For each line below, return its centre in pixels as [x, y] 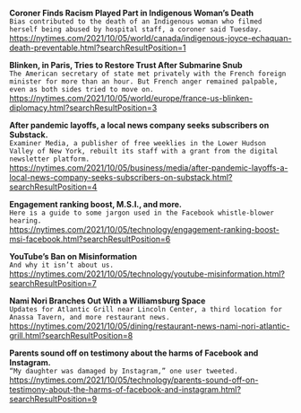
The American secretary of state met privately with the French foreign [148, 74]
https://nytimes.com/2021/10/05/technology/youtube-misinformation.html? [147, 274]
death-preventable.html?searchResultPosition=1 [98, 48]
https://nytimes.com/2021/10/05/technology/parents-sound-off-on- [134, 380]
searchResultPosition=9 [53, 399]
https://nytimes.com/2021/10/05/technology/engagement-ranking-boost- [144, 229]
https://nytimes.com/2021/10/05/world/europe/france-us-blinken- [131, 98]
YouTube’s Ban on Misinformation [73, 256]
